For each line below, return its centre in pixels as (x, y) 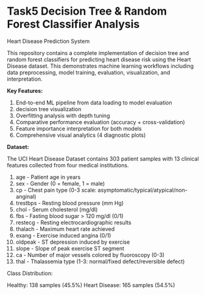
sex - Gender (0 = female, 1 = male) (60, 183)
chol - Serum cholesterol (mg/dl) (57, 209)
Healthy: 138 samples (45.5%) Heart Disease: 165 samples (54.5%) (91, 285)
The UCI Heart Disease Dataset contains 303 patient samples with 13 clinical (103, 158)
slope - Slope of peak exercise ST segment (70, 248)
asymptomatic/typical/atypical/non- (142, 190)
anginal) (26, 196)
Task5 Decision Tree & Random (87, 11)
